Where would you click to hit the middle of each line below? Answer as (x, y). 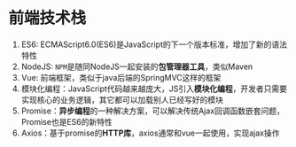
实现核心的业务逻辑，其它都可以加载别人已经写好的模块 (122, 99)
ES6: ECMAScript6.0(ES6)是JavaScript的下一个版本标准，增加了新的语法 (154, 44)
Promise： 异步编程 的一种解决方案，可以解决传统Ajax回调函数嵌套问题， (152, 111)
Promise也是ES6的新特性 (66, 121)
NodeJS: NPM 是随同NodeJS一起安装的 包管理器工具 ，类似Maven (137, 66)
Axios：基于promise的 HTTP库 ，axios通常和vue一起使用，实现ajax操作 (150, 133)
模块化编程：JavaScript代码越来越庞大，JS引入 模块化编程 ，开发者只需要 (154, 89)
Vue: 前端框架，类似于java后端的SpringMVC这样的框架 (121, 77)
